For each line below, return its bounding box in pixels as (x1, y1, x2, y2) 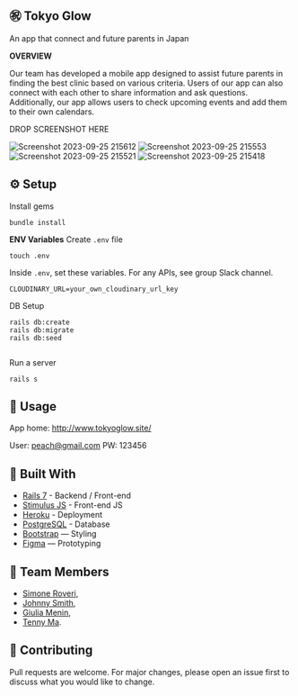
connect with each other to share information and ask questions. (9, 86, 249, 97)
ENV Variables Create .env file (9, 233, 123, 245)
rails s (9, 375, 39, 384)
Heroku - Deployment (22, 510, 103, 520)
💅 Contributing (9, 643, 93, 658)
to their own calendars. (9, 106, 95, 117)
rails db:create (9, 318, 70, 327)
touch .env (9, 251, 50, 260)
